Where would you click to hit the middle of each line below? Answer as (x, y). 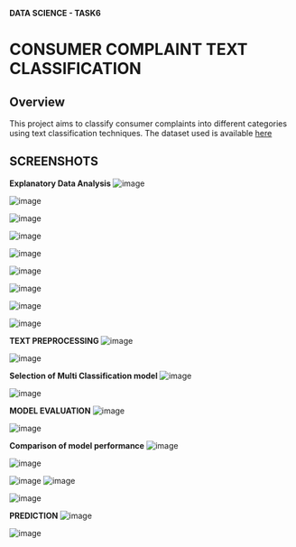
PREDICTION (34, 515)
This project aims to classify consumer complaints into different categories (148, 124)
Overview (37, 102)
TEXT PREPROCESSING (54, 340)
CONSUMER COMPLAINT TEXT (129, 50)
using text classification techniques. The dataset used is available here (141, 133)
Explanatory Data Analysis (60, 183)
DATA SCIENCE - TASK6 (55, 13)
